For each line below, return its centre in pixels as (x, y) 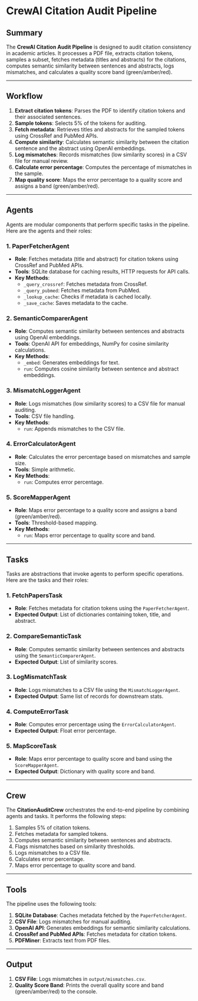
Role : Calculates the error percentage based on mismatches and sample (103, 456)
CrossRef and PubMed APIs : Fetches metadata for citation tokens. (96, 934)
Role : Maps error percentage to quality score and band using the (93, 759)
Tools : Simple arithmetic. (45, 469)
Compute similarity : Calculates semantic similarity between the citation (102, 142)
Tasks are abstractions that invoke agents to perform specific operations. (95, 574)
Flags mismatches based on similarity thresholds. (75, 846)
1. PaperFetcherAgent (38, 246)
